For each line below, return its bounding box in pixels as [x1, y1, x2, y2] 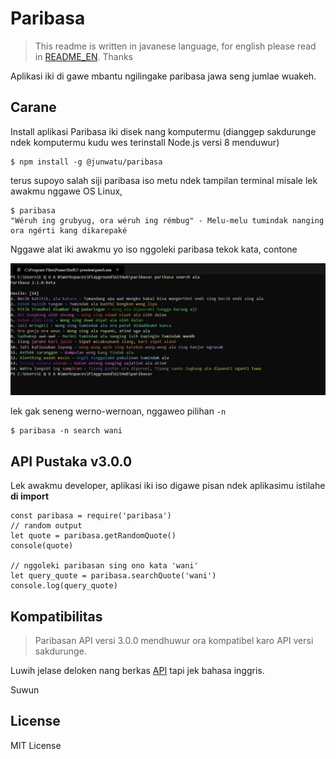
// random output [10, 521, 83, 531]
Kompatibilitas [10, 608, 103, 625]
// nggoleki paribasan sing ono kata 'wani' [10, 561, 199, 571]
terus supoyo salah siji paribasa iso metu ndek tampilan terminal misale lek [10, 174, 318, 186]
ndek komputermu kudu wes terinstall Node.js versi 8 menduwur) [10, 136, 280, 148]
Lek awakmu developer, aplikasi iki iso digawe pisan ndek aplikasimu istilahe [10, 480, 326, 492]
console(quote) [10, 541, 74, 551]
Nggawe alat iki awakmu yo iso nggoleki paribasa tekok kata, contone [10, 243, 298, 255]
